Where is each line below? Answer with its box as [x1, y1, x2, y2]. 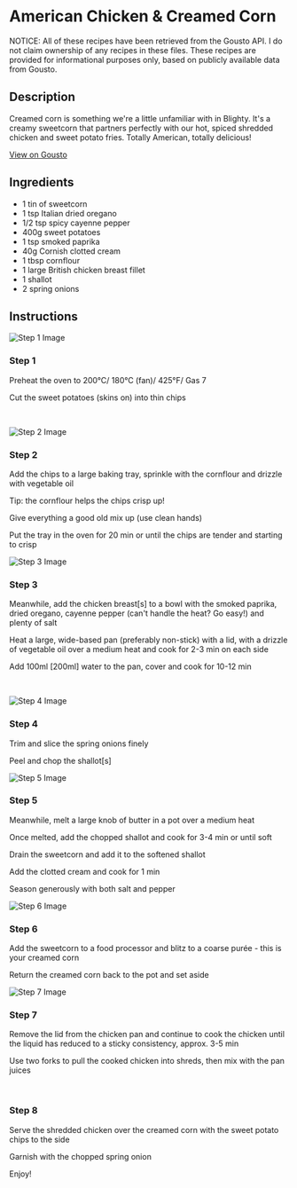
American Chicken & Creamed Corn [9, 6, 277, 27]
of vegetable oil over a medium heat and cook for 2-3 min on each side [9, 644, 269, 655]
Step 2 [9, 448, 38, 460]
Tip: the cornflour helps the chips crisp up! [9, 495, 166, 506]
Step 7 [9, 1009, 37, 1021]
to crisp [9, 539, 37, 549]
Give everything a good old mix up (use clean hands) [9, 512, 202, 523]
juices [9, 1065, 31, 1075]
